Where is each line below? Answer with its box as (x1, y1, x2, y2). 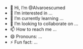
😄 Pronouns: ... (10, 33, 43, 39)
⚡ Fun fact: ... (10, 39, 38, 45)
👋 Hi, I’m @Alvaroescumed (10, 5, 65, 10)
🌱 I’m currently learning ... (10, 15, 64, 21)
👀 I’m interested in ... (10, 10, 53, 16)
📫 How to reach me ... (10, 26, 57, 32)
